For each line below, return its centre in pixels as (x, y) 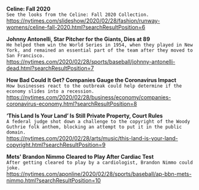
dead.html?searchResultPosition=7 (50, 68)
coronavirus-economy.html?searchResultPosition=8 (72, 104)
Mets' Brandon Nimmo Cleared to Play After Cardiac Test (80, 157)
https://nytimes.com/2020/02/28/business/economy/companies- (89, 97)
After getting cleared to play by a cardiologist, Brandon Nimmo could (99, 162)
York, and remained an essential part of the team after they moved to (99, 50)
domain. (16, 132)
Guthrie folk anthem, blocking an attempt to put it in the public (94, 127)
